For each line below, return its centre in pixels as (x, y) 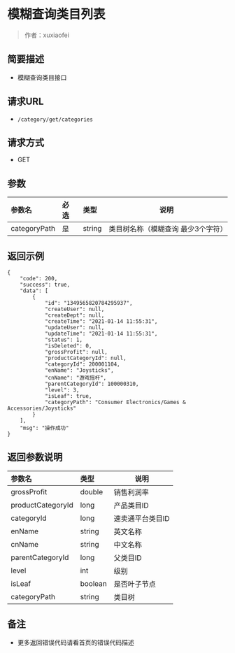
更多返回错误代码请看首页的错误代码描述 (76, 642)
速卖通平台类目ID (142, 518)
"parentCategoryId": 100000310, (92, 384)
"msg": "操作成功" (44, 428)
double (92, 491)
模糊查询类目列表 (57, 14)
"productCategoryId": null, (86, 358)
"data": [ (34, 291)
